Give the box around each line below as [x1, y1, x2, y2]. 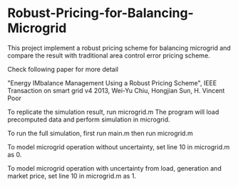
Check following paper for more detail [7, 65, 119, 73]
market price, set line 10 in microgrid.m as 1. [7, 171, 137, 180]
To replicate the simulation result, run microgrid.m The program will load [7, 107, 219, 116]
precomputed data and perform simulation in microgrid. [7, 115, 170, 124]
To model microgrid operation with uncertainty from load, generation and [7, 164, 222, 172]
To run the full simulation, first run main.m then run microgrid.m [7, 129, 194, 137]
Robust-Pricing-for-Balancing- [7, 5, 194, 21]
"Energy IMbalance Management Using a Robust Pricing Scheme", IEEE [7, 78, 217, 87]
